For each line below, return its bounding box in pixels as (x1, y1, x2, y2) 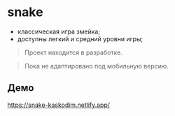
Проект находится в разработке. (24, 48, 122, 57)
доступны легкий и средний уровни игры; (17, 34, 143, 43)
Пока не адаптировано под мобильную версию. (24, 61, 169, 70)
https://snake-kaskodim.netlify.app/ (7, 101, 111, 109)
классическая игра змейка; (17, 27, 100, 36)
